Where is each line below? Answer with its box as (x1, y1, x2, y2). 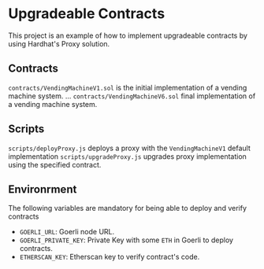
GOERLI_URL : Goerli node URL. (19, 227, 115, 237)
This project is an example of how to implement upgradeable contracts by (8, 31, 248, 40)
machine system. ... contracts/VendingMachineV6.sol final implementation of (8, 91, 256, 101)
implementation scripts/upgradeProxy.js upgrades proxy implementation (8, 151, 247, 161)
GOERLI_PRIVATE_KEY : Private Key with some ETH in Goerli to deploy (19, 235, 234, 245)
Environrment (8, 182, 77, 196)
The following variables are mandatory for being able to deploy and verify (8, 204, 247, 213)
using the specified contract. (8, 160, 102, 169)
